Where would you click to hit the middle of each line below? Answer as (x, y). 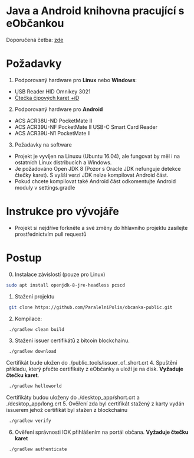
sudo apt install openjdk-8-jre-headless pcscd (66, 285)
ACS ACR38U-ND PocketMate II (53, 121)
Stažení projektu (34, 296)
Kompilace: (28, 319)
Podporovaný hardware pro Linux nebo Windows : (76, 80)
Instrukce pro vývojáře (63, 212)
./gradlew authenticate (38, 449)
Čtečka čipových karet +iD (47, 98)
